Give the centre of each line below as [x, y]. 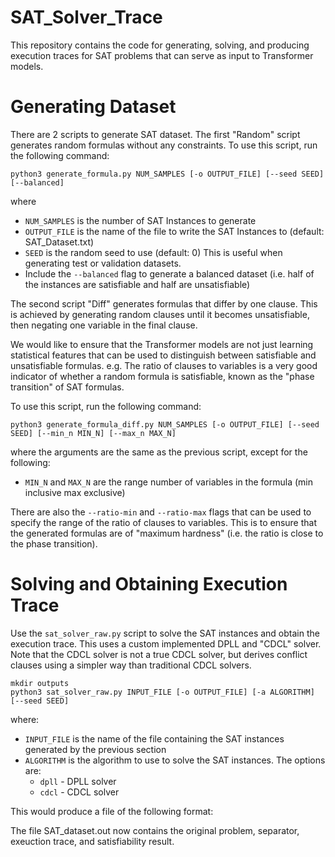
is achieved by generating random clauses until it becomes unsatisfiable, [160, 314]
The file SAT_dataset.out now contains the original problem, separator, [155, 830]
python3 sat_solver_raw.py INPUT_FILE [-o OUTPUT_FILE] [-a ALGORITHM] [162, 692]
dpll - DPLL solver [78, 781]
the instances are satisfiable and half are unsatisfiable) [137, 284]
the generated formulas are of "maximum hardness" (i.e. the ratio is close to [167, 533]
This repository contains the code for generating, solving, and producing [160, 45]
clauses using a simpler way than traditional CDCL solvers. [131, 665]
